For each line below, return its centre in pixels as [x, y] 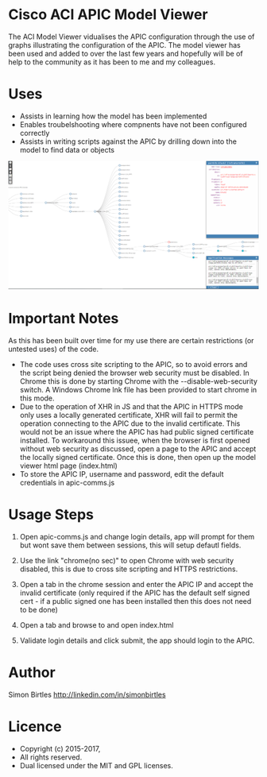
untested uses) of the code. [54, 349]
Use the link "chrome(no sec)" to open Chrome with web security [127, 561]
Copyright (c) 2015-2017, [60, 749]
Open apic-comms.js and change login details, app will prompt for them [137, 537]
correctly [35, 133]
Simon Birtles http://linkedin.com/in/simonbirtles [87, 695]
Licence [35, 727]
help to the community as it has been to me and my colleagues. [112, 62]
